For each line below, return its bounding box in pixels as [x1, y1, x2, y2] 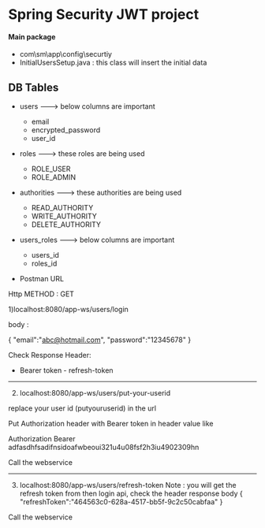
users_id [31, 251, 59, 260]
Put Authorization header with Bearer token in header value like [8, 419, 214, 429]
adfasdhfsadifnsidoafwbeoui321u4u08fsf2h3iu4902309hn [8, 443, 200, 452]
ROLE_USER [31, 164, 71, 174]
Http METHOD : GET [8, 289, 75, 299]
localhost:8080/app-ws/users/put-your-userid [19, 389, 171, 398]
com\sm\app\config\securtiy [19, 50, 113, 59]
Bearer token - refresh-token [19, 366, 114, 375]
